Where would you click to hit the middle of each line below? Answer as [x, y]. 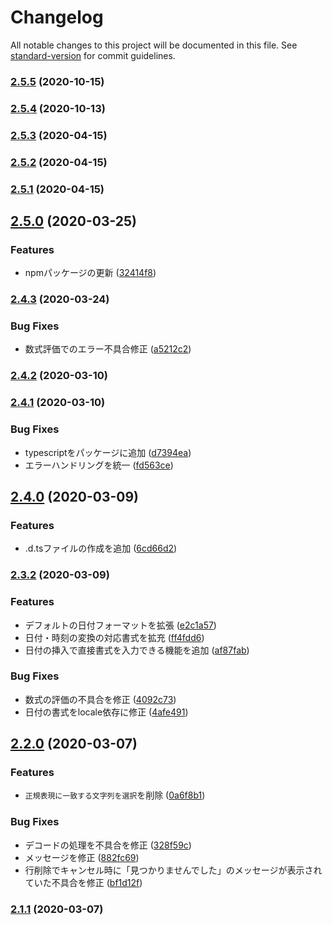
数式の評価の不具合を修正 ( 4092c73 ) [100, 699]
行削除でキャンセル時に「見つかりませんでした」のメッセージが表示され [173, 870]
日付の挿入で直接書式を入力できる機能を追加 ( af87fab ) [137, 650]
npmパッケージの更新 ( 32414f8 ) [90, 273]
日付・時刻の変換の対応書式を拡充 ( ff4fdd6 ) [114, 637]
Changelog [57, 17]
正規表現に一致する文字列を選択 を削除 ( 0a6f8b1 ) [115, 795]
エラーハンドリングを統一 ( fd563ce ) [99, 465]
